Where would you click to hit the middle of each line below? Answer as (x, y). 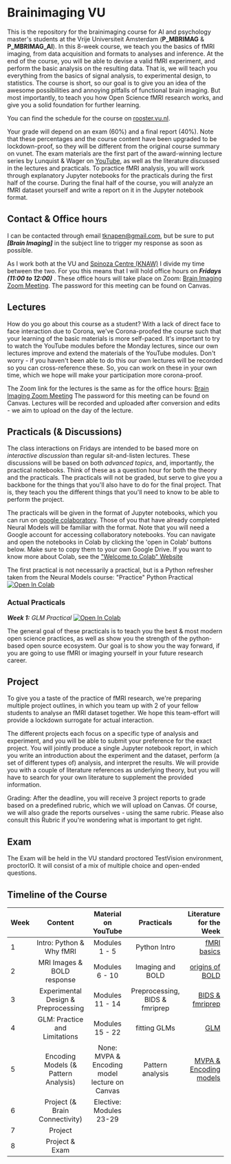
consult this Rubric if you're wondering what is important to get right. (105, 820)
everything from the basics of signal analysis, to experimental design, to (109, 75)
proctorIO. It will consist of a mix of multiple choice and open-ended (104, 866)
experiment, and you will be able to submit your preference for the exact (109, 741)
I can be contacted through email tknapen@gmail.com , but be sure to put (111, 235)
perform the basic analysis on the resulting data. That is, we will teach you (112, 68)
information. (24, 785)
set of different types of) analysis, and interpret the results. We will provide (113, 763)
